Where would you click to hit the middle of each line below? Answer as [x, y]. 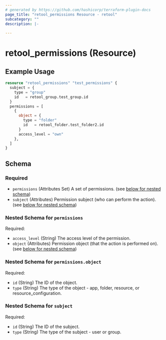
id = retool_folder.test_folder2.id [63, 125]
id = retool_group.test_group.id [51, 97]
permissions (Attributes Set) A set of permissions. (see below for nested [86, 188]
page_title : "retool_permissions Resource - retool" [61, 14]
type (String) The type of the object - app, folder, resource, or [76, 287]
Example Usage [30, 71]
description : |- [22, 24]
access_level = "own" [41, 134]
